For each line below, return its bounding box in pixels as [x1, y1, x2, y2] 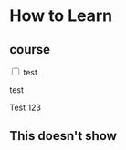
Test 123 [9, 102, 41, 113]
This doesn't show [9, 128, 117, 144]
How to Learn [9, 5, 113, 26]
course [9, 42, 51, 57]
